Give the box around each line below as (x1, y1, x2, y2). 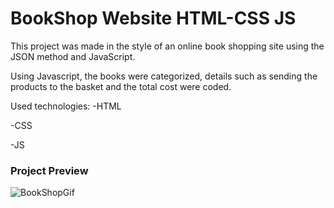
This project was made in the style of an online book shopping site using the (10, 40, 325, 52)
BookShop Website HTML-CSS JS (10, 7, 297, 30)
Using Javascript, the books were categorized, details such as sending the (10, 70, 318, 82)
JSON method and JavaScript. (10, 50, 136, 62)
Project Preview (10, 163, 89, 177)
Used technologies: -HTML (10, 100, 122, 112)
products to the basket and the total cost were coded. (10, 80, 232, 92)
